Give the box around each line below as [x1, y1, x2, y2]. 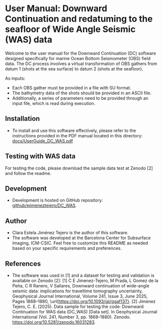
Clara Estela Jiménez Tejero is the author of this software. [12, 230, 128, 236]
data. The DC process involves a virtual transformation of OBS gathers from [5, 61, 158, 66]
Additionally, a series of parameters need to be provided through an [12, 95, 149, 101]
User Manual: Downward [5, 3, 107, 14]
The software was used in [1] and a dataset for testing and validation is [12, 272, 155, 278]
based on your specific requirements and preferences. [12, 245, 122, 251]
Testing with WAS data [5, 152, 76, 160]
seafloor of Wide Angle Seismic [5, 24, 136, 35]
